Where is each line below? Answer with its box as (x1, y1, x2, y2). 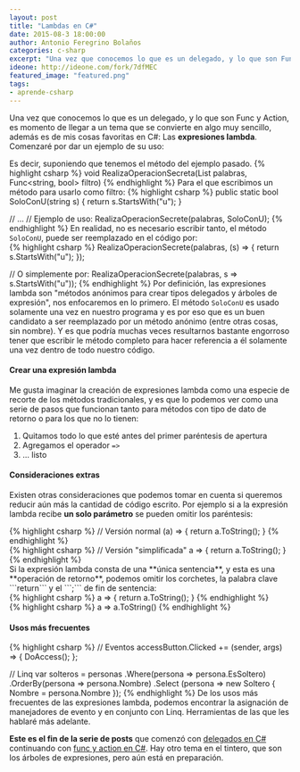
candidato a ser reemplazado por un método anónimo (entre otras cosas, (9, 316, 279, 327)
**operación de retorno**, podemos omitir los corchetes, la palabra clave (9, 573, 279, 584)
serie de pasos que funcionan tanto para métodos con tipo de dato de (9, 403, 267, 414)
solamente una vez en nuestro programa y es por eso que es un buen (9, 306, 265, 317)
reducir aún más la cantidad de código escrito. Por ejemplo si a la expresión (9, 499, 288, 510)
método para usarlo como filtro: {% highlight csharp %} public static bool (9, 187, 279, 197)
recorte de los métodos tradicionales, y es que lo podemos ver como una (9, 394, 279, 404)
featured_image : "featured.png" (9, 71, 129, 80)
